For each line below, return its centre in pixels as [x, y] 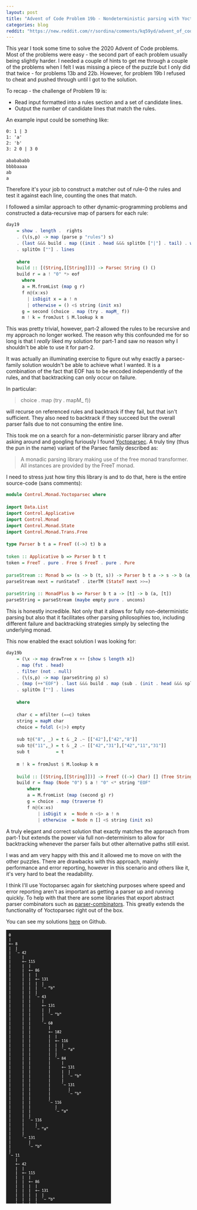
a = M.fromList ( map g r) [53, 287]
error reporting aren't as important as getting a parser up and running [90, 891]
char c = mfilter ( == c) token [54, 714]
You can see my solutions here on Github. [56, 921]
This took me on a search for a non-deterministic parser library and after [94, 436]
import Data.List [27, 507]
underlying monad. [29, 630]
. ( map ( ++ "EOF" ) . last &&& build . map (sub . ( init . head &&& [99, 684]
